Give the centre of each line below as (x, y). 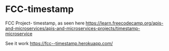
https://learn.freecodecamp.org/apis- (125, 23)
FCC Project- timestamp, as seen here (45, 23)
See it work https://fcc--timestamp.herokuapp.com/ (59, 43)
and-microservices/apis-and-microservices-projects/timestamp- (73, 28)
